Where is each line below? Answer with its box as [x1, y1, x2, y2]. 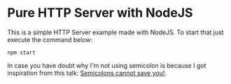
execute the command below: [7, 35, 93, 43]
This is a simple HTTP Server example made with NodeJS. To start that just [7, 28, 224, 36]
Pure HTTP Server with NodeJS [7, 5, 193, 21]
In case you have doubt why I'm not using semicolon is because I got [7, 61, 206, 69]
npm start [7, 49, 36, 56]
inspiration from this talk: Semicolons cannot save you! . [7, 69, 167, 77]
